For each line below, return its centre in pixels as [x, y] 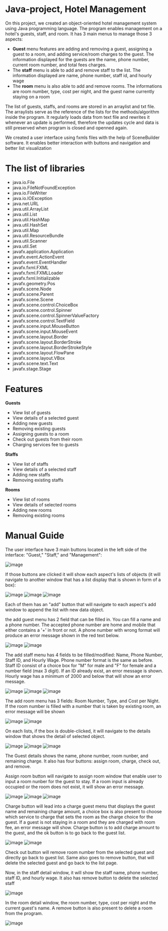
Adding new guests [32, 423]
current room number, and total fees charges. [59, 65]
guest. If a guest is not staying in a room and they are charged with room [80, 822]
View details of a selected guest [46, 418]
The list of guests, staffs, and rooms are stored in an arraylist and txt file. [80, 106]
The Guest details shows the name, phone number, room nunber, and [77, 756]
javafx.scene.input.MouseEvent [45, 331]
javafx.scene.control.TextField [44, 321]
